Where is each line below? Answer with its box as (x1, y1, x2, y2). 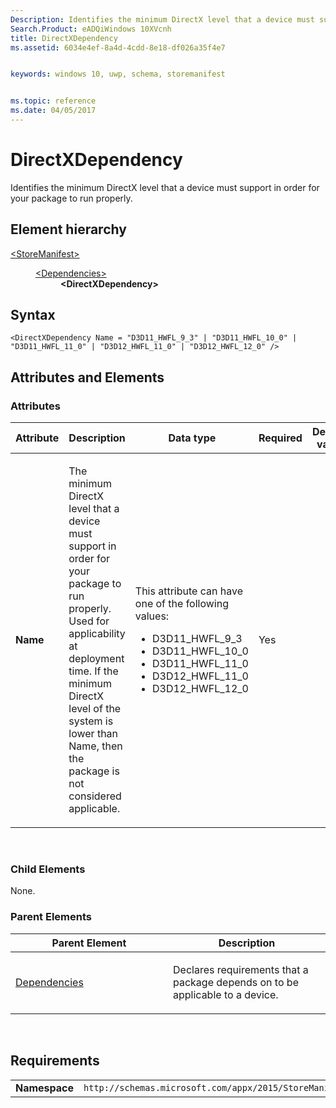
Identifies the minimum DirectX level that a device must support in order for (10, 181, 320, 193)
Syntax (10, 307, 56, 324)
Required (258, 431, 303, 445)
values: (134, 609, 170, 623)
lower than (68, 727, 119, 741)
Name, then (68, 739, 123, 753)
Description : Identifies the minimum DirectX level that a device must (10, 14, 315, 25)
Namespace (15, 1081, 75, 1095)
